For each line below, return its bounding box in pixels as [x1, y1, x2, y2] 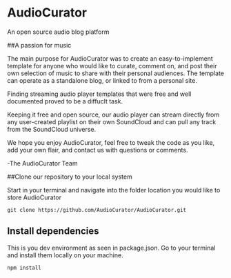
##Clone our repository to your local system [7, 172, 132, 181]
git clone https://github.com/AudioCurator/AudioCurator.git [7, 206, 187, 213]
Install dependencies [7, 226, 99, 237]
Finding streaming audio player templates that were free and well [7, 90, 192, 98]
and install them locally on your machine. [7, 250, 123, 259]
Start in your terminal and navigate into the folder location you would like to [7, 186, 221, 194]
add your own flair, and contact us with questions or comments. [7, 146, 188, 154]
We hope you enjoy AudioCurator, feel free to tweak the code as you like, [7, 138, 215, 146]
